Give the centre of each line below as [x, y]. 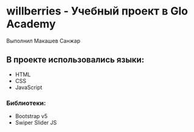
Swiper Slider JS [36, 123]
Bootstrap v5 [31, 116]
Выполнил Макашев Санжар [43, 41]
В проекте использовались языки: [75, 60]
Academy [31, 24]
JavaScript [29, 87]
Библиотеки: [26, 103]
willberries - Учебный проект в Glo [97, 11]
